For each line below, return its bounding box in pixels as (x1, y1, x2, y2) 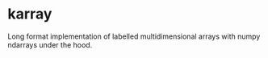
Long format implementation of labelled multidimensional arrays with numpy (7, 31, 261, 41)
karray (7, 5, 52, 23)
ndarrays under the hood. (7, 39, 93, 49)
